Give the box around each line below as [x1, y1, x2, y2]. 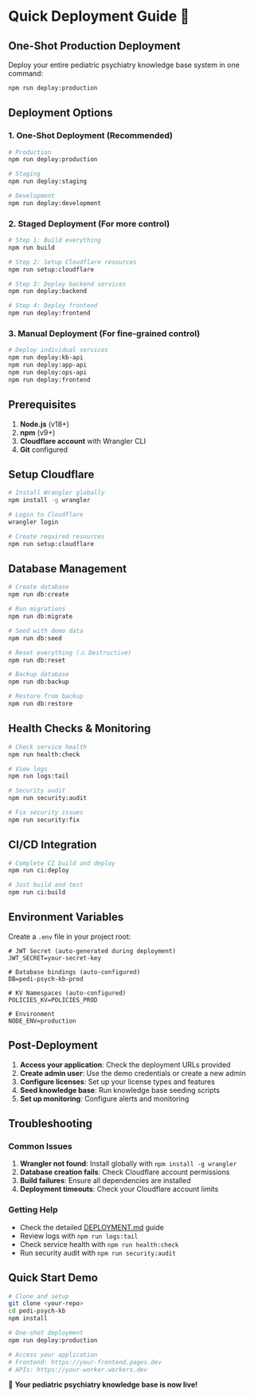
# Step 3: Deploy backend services [8, 279, 127, 288]
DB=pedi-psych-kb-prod [8, 975, 84, 983]
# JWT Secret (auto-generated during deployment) [8, 947, 177, 955]
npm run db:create [8, 591, 69, 599]
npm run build [8, 243, 56, 251]
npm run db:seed [8, 634, 62, 642]
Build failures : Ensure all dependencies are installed [19, 1176, 191, 1185]
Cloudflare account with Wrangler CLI [19, 436, 146, 445]
